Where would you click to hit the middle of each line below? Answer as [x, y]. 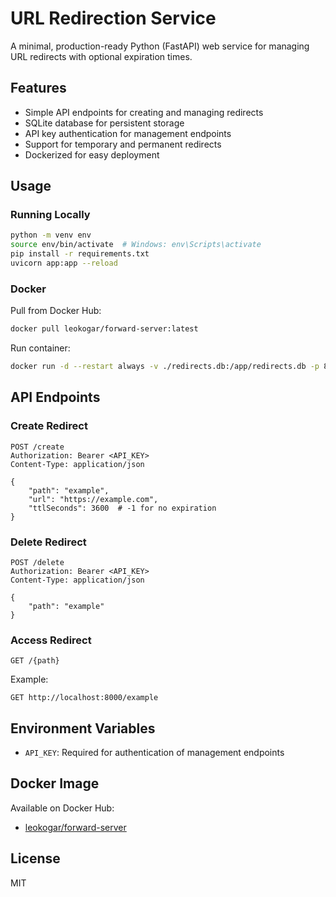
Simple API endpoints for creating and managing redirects [144, 112]
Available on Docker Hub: [62, 808]
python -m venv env [51, 235]
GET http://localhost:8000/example [84, 698]
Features [38, 88]
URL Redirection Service [113, 18]
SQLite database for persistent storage [104, 123]
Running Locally [50, 215]
